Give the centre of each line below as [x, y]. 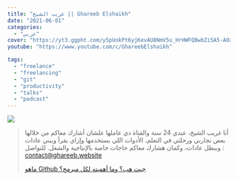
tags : [15, 60]
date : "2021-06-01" [36, 21]
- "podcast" [32, 99]
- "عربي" [27, 34]
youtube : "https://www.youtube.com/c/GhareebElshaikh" [90, 47]
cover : [17, 40]
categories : [25, 27]
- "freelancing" [38, 73]
